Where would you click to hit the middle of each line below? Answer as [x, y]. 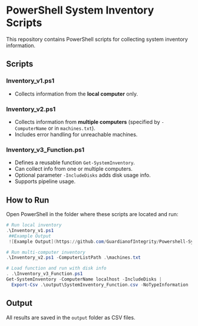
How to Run [28, 200]
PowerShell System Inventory [80, 10]
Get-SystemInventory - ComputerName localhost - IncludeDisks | [84, 279]
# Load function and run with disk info [57, 268]
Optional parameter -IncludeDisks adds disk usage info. [83, 175]
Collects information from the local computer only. [76, 94]
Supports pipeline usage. [45, 181]
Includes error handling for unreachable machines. [76, 134]
